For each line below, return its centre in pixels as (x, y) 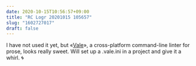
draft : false (22, 28)
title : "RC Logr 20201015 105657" (49, 17)
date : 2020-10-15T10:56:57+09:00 (48, 12)
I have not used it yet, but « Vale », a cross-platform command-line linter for (98, 45)
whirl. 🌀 (15, 58)
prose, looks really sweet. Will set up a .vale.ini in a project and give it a (94, 52)
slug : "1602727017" (30, 23)
